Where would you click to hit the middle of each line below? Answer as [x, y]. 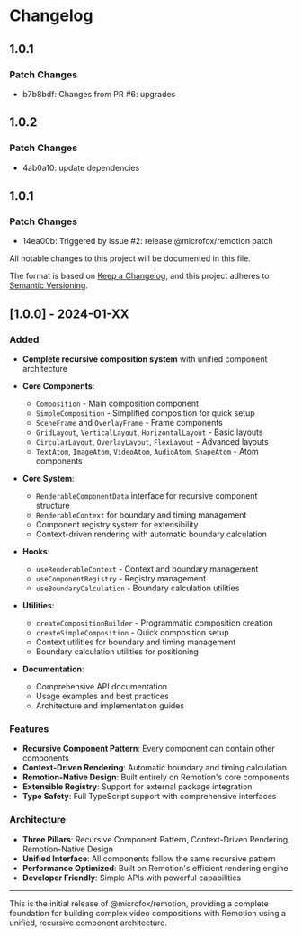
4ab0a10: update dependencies [81, 167]
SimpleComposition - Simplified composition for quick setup [146, 413]
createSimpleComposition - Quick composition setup [132, 632]
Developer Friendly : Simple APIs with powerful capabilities [131, 878]
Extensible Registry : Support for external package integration [137, 787]
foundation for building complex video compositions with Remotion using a [147, 913]
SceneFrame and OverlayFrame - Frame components [129, 422]
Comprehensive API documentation [102, 686]
